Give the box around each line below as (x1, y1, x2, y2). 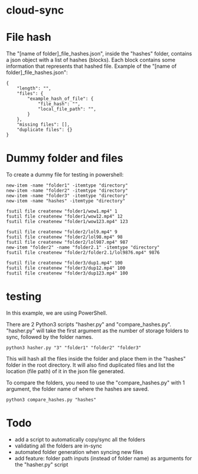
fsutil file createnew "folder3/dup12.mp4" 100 (6, 265, 126, 272)
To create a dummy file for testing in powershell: (6, 171, 124, 178)
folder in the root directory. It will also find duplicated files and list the (6, 361, 175, 368)
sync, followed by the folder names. (6, 334, 93, 340)
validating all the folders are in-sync (14, 442, 102, 449)
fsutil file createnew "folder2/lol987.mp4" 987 (6, 240, 128, 246)
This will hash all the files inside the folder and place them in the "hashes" (6, 355, 186, 362)
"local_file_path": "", (37, 106, 96, 112)
